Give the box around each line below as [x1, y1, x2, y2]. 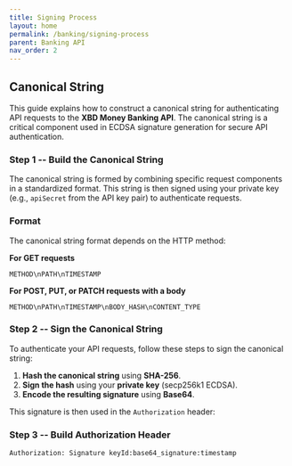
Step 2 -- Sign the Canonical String [9, 323, 163, 335]
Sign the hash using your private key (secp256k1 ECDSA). [21, 380, 239, 390]
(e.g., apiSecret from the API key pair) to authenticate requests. [9, 192, 242, 203]
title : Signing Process [9, 12, 98, 22]
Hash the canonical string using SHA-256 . [21, 370, 182, 380]
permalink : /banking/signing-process [9, 29, 150, 38]
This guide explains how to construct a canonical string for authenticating [9, 102, 280, 113]
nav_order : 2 [9, 46, 58, 55]
